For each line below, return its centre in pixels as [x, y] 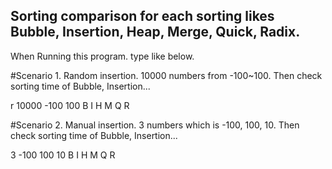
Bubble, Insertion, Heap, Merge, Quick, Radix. [155, 32]
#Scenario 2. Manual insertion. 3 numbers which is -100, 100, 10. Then [155, 125]
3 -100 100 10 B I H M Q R [63, 155]
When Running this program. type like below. [102, 56]
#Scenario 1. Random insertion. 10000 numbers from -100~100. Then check [166, 75]
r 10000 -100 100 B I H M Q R [70, 105]
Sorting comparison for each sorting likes [142, 16]
